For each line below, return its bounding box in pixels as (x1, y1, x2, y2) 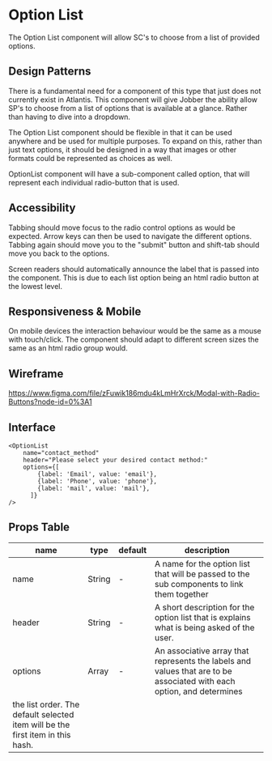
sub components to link (154, 578, 244, 589)
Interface (8, 420, 56, 434)
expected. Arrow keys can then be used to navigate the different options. (8, 231, 253, 240)
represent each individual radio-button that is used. (8, 177, 180, 187)
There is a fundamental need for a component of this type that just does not (8, 86, 261, 96)
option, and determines (154, 686, 243, 697)
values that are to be (154, 665, 232, 677)
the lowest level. (8, 281, 63, 291)
